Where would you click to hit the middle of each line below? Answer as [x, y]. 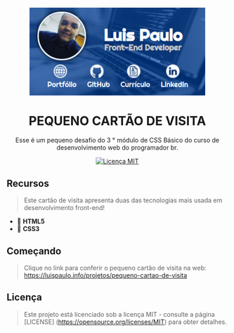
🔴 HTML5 [31, 221]
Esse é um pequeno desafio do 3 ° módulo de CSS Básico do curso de [117, 141]
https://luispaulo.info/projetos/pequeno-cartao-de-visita [105, 275]
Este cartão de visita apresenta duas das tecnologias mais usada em [123, 200]
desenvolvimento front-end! [64, 208]
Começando [34, 251]
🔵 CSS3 [28, 229]
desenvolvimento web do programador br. [117, 148]
